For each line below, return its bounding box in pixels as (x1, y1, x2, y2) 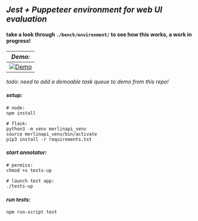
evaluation (6, 14, 47, 25)
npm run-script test (6, 209, 58, 215)
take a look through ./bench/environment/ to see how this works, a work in (6, 31, 192, 38)
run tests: (6, 196, 31, 203)
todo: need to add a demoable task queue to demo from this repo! (6, 78, 169, 85)
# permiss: (6, 162, 33, 168)
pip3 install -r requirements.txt (6, 136, 92, 143)
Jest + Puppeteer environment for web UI (6, 5, 163, 15)
